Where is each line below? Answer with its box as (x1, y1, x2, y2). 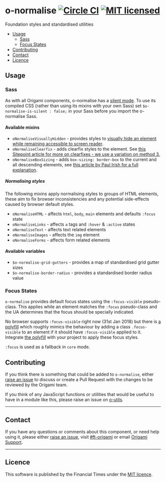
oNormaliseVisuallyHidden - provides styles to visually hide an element (12, 135, 157, 141)
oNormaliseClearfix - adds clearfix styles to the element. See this (12, 146, 146, 152)
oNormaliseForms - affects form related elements (12, 237, 110, 243)
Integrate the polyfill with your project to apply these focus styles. (5, 334, 139, 340)
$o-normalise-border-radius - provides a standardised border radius (12, 270, 152, 276)
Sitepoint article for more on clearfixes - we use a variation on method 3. (12, 151, 161, 157)
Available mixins (5, 124, 40, 130)
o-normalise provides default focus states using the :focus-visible (5, 299, 142, 305)
